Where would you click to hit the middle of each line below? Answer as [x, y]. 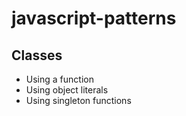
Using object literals [67, 90]
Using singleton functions [78, 100]
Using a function [59, 79]
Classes [37, 55]
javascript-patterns [94, 18]
